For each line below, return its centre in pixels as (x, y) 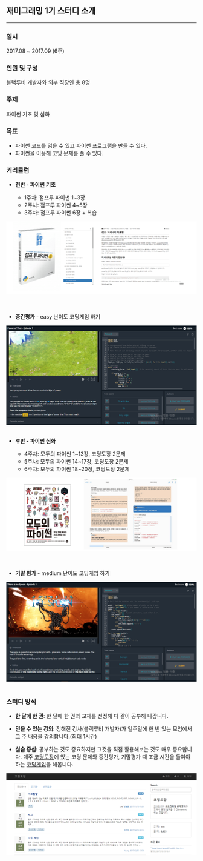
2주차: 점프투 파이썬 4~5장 (56, 205)
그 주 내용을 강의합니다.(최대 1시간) (56, 736)
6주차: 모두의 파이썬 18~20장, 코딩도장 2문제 (77, 469)
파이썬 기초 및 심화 (28, 114)
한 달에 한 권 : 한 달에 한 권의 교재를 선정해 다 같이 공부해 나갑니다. (92, 716)
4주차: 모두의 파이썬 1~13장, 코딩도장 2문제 (75, 454)
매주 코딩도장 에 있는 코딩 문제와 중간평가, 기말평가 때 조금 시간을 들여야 (107, 757)
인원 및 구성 (22, 68)
